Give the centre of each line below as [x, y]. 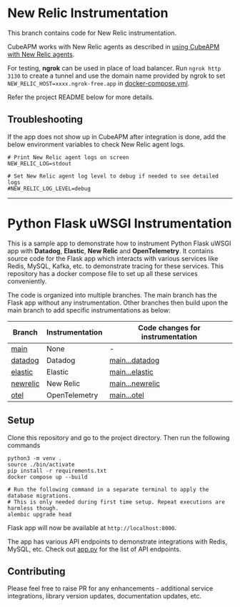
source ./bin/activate [41, 464]
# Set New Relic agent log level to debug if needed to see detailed [113, 176]
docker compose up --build [47, 477]
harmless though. [33, 508]
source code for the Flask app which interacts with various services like [113, 258]
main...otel [127, 395]
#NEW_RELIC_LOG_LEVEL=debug [49, 188]
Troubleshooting [45, 119]
